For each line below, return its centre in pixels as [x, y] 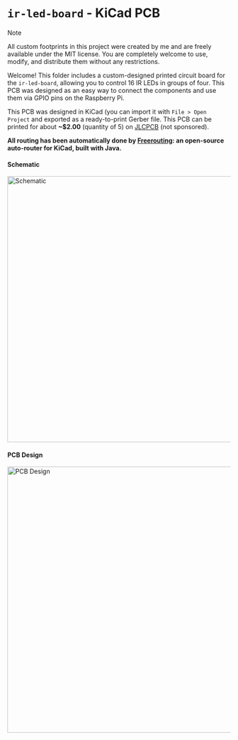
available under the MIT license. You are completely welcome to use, [108, 54]
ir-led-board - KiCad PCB [84, 13]
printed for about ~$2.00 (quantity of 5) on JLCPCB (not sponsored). [108, 126]
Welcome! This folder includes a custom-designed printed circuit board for [116, 75]
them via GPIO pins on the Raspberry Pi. [66, 98]
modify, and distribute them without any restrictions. [84, 61]
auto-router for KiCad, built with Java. [64, 148]
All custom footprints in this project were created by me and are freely [109, 46]
